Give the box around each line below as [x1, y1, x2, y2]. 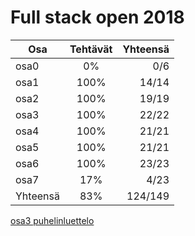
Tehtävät [69, 42, 113, 56]
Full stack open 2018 [10, 6, 185, 29]
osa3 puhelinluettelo [10, 214, 95, 226]
